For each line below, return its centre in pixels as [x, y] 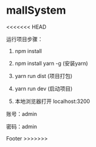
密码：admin [22, 126]
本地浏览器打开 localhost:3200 [52, 101]
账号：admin [22, 114]
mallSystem [36, 10]
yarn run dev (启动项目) [44, 88]
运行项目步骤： [24, 39]
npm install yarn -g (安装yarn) [51, 63]
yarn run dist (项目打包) [44, 76]
